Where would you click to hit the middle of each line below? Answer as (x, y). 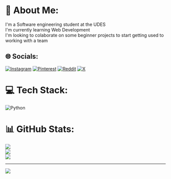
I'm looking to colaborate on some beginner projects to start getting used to (84, 35)
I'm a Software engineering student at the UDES (55, 24)
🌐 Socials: (22, 57)
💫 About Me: (32, 10)
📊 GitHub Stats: (40, 129)
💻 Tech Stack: (37, 90)
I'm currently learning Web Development (48, 29)
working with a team (27, 41)
